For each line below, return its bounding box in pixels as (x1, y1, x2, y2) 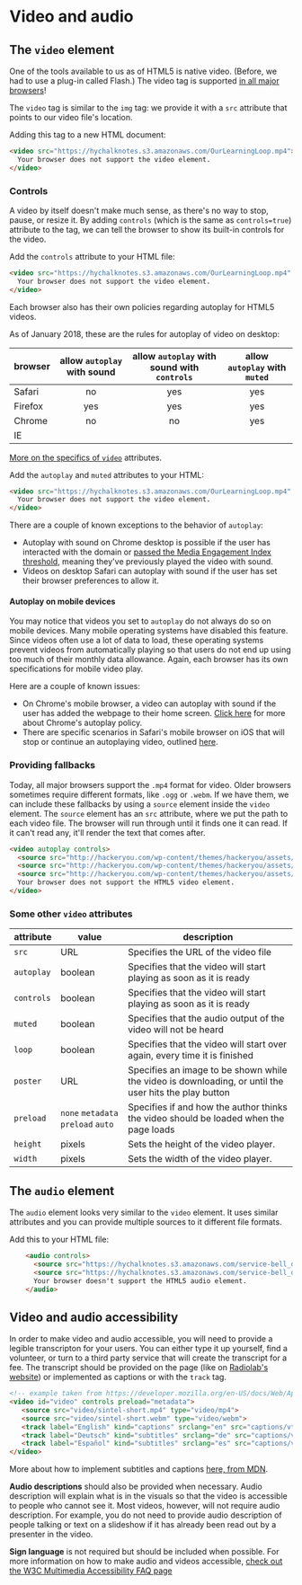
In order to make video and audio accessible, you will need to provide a (9, 1333, 273, 1344)
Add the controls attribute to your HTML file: (9, 251, 175, 261)
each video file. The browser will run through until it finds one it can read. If (9, 818, 288, 828)
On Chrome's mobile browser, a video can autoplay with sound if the (22, 698, 277, 709)
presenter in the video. (9, 1529, 93, 1540)
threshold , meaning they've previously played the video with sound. (22, 556, 274, 567)
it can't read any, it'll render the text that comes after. (9, 827, 206, 837)
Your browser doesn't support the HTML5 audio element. (32, 1276, 247, 1286)
